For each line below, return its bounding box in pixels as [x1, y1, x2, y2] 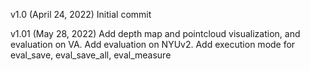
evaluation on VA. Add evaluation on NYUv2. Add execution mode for [10, 39, 296, 50]
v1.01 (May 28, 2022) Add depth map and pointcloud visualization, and [10, 28, 301, 39]
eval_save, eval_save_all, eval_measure [10, 49, 172, 61]
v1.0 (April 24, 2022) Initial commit [10, 9, 152, 20]
